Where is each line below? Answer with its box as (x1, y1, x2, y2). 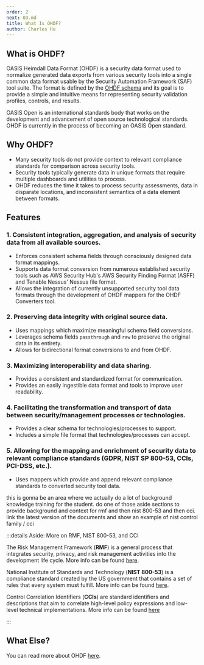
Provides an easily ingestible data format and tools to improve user (15, 382, 183, 389)
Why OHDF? (6, 140, 54, 150)
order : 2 (6, 9, 29, 15)
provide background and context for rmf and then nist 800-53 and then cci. (6, 507, 196, 514)
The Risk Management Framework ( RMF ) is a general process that (6, 544, 173, 551)
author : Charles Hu (6, 26, 56, 32)
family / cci (6, 520, 35, 527)
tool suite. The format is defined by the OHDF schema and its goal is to (6, 84, 184, 92)
